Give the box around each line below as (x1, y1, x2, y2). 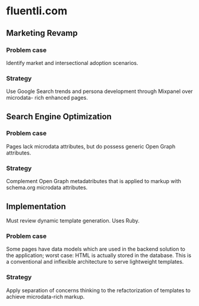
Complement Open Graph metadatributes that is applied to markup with (6, 178, 181, 185)
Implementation (6, 201, 67, 211)
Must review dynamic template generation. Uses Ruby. (6, 217, 140, 224)
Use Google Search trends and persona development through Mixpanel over (6, 88, 193, 95)
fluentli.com (6, 4, 68, 18)
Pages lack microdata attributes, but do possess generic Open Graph (6, 143, 176, 150)
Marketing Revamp (6, 28, 78, 38)
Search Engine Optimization (6, 112, 112, 122)
